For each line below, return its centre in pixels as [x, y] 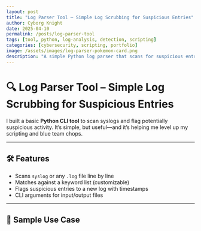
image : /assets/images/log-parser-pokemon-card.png [72, 51]
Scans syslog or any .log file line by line [64, 176]
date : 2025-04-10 [28, 28]
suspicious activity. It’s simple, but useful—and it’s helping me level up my [97, 127]
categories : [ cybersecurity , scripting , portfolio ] [72, 46]
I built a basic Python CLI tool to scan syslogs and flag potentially [87, 121]
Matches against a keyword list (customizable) [72, 182]
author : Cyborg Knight [34, 23]
